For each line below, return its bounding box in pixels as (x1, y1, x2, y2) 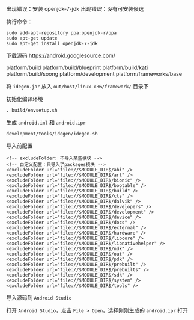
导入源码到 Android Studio (6, 294, 72, 301)
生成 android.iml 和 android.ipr (6, 119, 86, 126)
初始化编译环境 (6, 96, 43, 102)
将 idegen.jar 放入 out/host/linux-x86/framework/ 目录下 (6, 83, 149, 90)
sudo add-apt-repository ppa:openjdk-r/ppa (6, 30, 117, 36)
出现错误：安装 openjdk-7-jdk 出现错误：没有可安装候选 (6, 5, 144, 12)
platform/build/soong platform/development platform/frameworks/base (6, 70, 182, 77)
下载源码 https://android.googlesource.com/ (6, 52, 116, 59)
